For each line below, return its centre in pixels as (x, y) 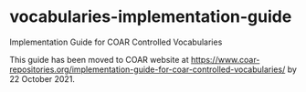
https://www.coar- (225, 59)
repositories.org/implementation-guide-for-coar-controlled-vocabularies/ (148, 69)
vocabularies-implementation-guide (151, 17)
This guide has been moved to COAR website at (99, 59)
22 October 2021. (42, 78)
